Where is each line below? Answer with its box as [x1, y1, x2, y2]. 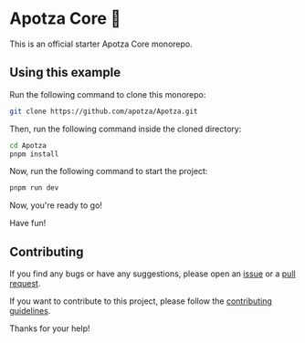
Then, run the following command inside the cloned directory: [9, 123, 242, 134]
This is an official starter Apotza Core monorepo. [9, 38, 194, 49]
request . [9, 278, 41, 289]
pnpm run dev [9, 183, 59, 192]
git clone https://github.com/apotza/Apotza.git [9, 107, 198, 116]
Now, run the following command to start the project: [9, 166, 208, 177]
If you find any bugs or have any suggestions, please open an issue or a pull [9, 268, 296, 279]
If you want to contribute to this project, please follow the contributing [9, 296, 272, 307]
